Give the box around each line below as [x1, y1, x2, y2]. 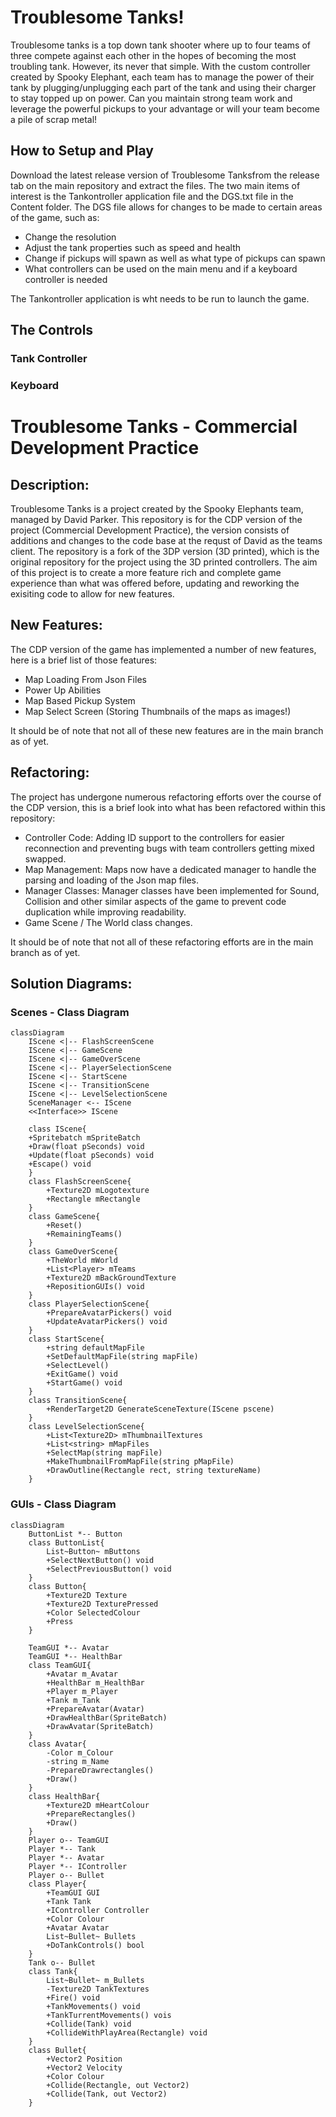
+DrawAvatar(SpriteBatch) [46, 1721, 155, 1731]
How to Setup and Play [10, 142, 154, 160]
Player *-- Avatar [28, 1852, 105, 1863]
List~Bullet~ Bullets [46, 1931, 137, 1941]
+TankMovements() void [46, 2001, 141, 2011]
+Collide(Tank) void [46, 2019, 132, 2029]
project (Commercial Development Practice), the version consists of [10, 524, 290, 536]
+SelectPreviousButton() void [46, 1564, 172, 1574]
